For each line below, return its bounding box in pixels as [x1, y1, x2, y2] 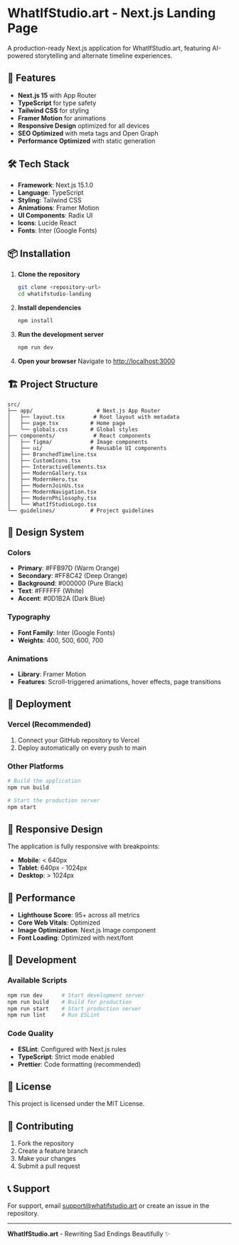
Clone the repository [17, 270, 80, 279]
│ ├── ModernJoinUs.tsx [7, 482, 84, 489]
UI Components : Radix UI [17, 210, 93, 219]
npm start [7, 803, 37, 810]
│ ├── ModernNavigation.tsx [7, 488, 97, 495]
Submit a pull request [17, 1162, 80, 1171]
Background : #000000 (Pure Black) [17, 579, 124, 588]
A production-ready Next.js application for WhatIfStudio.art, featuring [7, 44, 211, 52]
